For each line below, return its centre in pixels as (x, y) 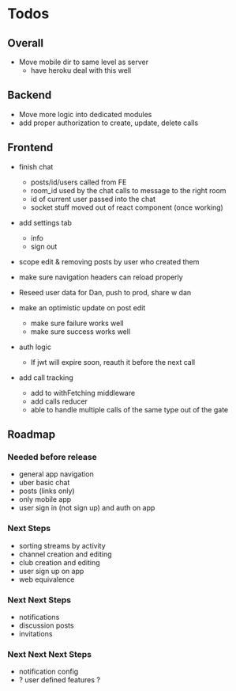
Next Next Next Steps (50, 654)
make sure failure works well (77, 323)
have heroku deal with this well (81, 70)
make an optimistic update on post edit (82, 308)
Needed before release (52, 457)
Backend (30, 95)
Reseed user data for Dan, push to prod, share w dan (105, 292)
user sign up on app (51, 571)
